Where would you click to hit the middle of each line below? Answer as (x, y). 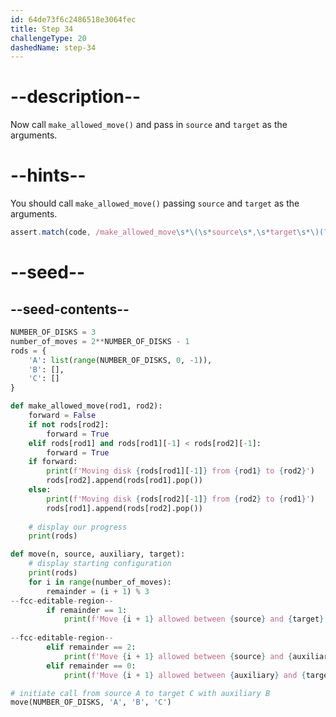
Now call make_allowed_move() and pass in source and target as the (149, 125)
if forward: (53, 462)
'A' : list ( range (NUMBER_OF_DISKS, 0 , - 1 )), (120, 360)
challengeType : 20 (48, 38)
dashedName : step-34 (53, 47)
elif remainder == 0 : (91, 666)
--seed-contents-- (70, 309)
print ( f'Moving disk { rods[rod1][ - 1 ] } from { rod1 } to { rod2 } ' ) (180, 471)
